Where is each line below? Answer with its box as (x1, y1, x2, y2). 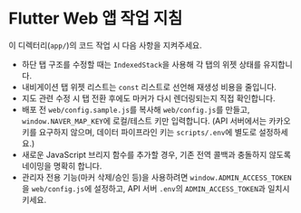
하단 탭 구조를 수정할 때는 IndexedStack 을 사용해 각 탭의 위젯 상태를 (21, 59, 262, 69)
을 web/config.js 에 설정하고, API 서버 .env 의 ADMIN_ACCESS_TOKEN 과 (21, 182, 267, 194)
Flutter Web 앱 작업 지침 (8, 8, 183, 29)
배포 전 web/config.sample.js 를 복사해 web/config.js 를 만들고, (21, 104, 250, 115)
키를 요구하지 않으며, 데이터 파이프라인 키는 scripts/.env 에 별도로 (21, 126, 257, 137)
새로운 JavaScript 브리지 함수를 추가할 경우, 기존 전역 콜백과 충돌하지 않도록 (21, 149, 292, 160)
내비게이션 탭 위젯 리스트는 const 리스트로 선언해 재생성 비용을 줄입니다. (21, 81, 277, 92)
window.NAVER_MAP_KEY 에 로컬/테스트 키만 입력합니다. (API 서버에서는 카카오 (21, 115, 291, 126)
